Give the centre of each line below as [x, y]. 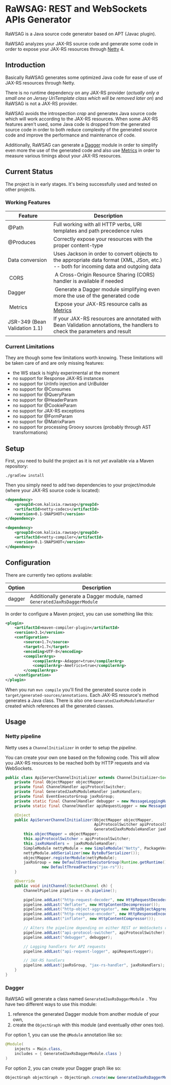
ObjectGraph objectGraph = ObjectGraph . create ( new [60, 1077]
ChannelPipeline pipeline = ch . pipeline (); [70, 890]
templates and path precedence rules [98, 231]
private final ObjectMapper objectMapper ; [60, 782]
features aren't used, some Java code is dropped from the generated [78, 124]
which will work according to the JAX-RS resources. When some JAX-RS [82, 119]
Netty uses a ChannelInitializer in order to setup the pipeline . [71, 747]
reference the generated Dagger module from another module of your [86, 1014]
